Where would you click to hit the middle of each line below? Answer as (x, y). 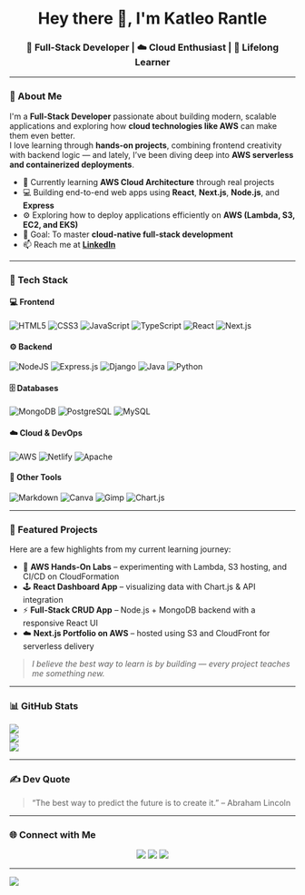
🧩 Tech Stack (39, 280)
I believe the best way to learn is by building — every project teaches (161, 664)
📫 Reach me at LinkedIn (69, 244)
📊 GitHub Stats (44, 705)
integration (43, 600)
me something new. (68, 674)
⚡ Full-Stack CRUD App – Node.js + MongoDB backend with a (139, 610)
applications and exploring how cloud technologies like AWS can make (143, 125)
